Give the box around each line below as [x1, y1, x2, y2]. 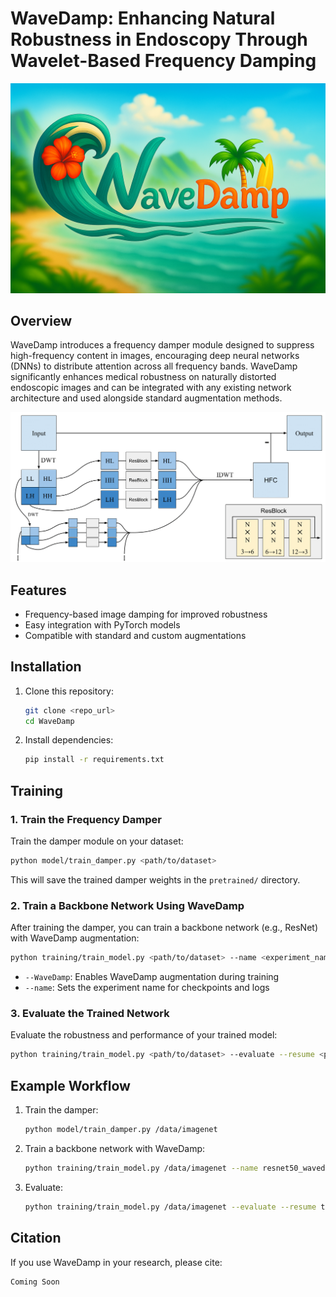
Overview [10, 313, 73, 329]
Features [10, 582, 67, 599]
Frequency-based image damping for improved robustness [24, 608, 268, 620]
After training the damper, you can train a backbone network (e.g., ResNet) [10, 922, 319, 934]
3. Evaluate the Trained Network [10, 1007, 170, 1021]
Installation [10, 658, 82, 676]
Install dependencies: [24, 734, 114, 746]
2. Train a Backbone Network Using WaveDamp [10, 898, 245, 912]
